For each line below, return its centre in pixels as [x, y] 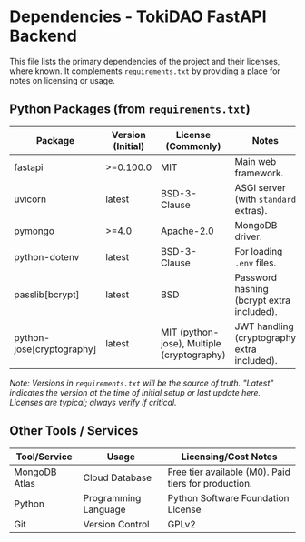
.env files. [256, 263]
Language [104, 509]
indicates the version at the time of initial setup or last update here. [135, 392]
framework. [259, 173]
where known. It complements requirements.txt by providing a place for [145, 71]
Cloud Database [118, 477]
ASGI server [260, 187]
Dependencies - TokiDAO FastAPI [138, 17]
